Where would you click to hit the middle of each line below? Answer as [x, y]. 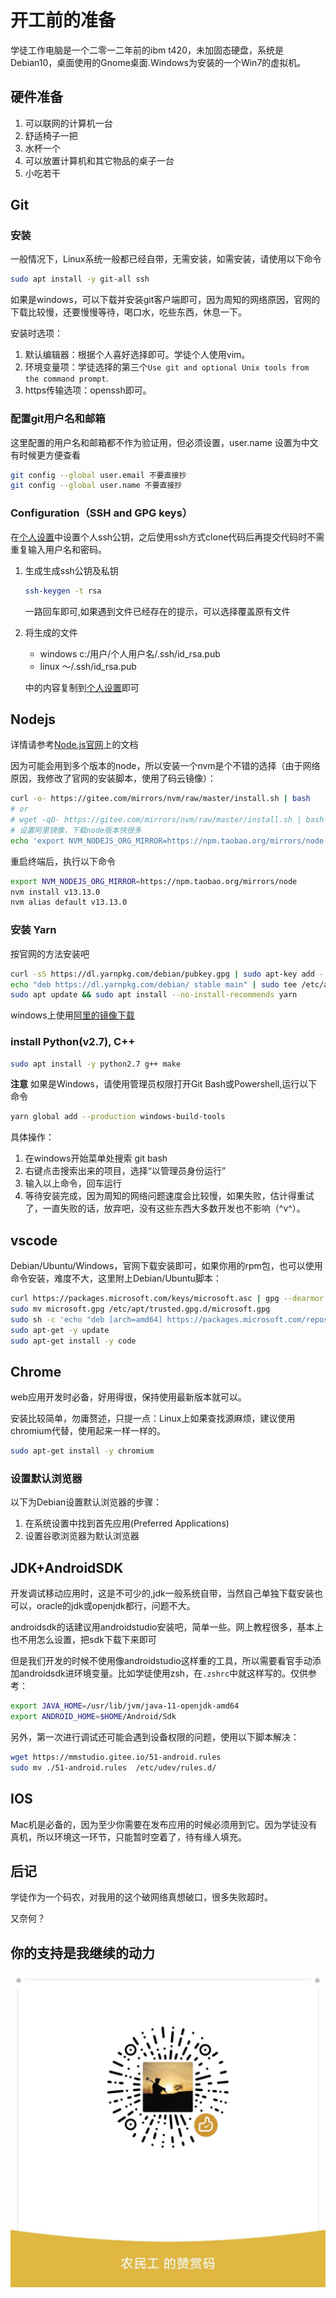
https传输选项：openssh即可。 [88, 390]
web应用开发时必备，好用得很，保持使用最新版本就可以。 [128, 1397]
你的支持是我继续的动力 [82, 1952]
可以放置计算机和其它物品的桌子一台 [99, 160]
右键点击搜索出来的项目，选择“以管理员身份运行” [125, 1171]
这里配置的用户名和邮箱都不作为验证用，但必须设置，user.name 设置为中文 [164, 442]
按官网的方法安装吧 [50, 953]
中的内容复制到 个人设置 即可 [82, 687]
